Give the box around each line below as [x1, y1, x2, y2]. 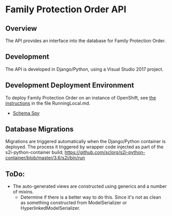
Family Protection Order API [5, 4, 127, 15]
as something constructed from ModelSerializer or [20, 200, 127, 206]
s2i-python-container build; [5, 149, 64, 155]
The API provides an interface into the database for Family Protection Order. [5, 37, 166, 44]
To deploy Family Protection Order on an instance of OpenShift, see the [5, 94, 157, 101]
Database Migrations [5, 125, 74, 134]
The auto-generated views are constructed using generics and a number [12, 183, 167, 189]
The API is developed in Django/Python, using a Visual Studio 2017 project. [5, 66, 164, 72]
